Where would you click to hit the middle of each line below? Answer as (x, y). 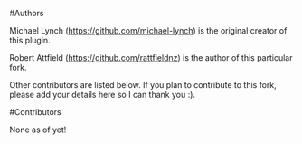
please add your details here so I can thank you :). (103, 95)
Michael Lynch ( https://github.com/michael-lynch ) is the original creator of (148, 30)
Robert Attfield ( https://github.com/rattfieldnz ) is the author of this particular (151, 58)
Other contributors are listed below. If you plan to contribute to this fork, (143, 85)
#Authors (27, 13)
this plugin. (30, 40)
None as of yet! (38, 130)
